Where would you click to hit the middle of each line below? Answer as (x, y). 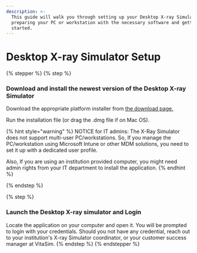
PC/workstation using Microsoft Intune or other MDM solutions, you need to (98, 144)
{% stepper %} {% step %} (39, 74)
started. (22, 28)
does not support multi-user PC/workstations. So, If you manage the (89, 138)
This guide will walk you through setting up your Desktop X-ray (93, 17)
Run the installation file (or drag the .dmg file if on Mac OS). (78, 120)
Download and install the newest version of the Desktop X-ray (96, 89)
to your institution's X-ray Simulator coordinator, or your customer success (96, 237)
